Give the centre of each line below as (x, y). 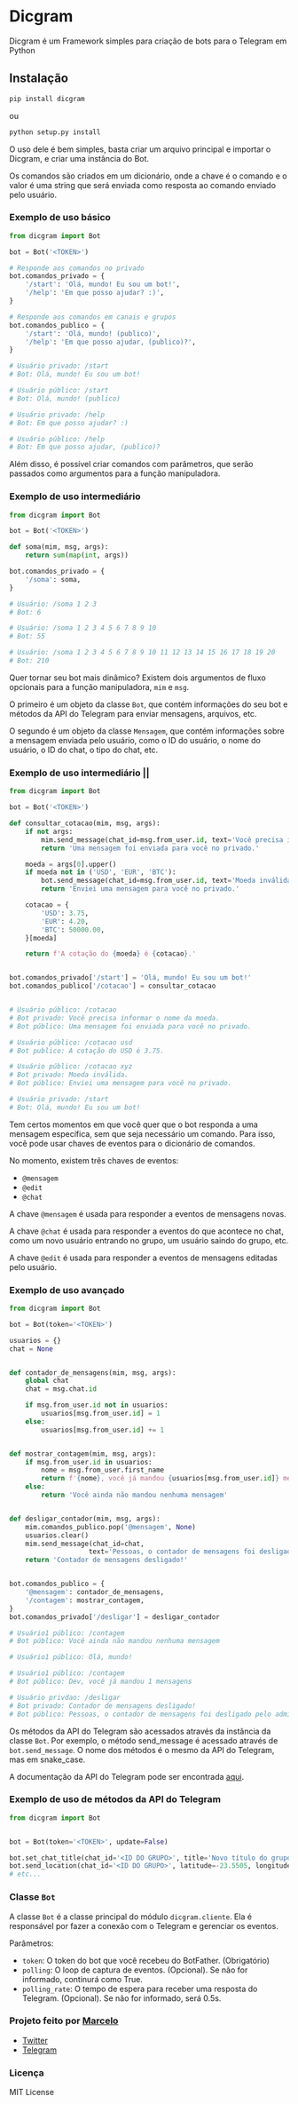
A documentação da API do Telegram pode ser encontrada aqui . (127, 1776)
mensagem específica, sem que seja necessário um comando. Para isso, (142, 1133)
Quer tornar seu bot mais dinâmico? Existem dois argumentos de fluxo (137, 678)
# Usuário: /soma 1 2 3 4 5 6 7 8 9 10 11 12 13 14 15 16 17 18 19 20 (142, 653)
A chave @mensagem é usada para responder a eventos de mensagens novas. (148, 1213)
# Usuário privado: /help (57, 415)
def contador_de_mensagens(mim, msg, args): (93, 1373)
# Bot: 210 (29, 661)
